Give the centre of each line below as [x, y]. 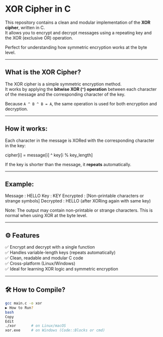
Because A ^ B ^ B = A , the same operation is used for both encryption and [81, 103]
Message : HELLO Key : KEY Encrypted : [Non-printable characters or [74, 196]
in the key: [15, 145]
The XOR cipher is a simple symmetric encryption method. [63, 84]
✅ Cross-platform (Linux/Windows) [40, 264]
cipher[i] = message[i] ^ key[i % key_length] [49, 155]
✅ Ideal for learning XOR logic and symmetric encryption [62, 269]
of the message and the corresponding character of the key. [65, 94]
